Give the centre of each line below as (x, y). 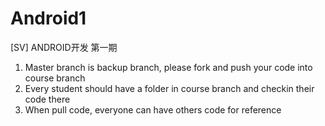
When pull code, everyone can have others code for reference (153, 109)
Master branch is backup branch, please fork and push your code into (168, 67)
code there (47, 99)
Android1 (48, 18)
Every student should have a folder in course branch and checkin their (169, 88)
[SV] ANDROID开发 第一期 (64, 47)
